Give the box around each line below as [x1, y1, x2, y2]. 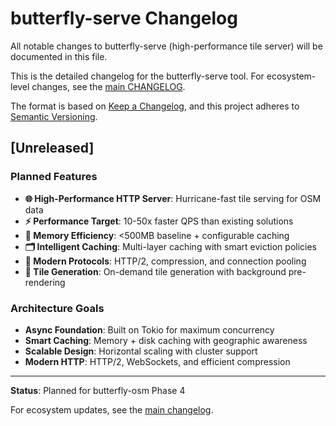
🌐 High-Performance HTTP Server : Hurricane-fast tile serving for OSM [24, 192, 322, 204]
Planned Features [10, 170, 98, 184]
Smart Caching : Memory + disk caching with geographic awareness [24, 334, 308, 346]
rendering [24, 276, 66, 288]
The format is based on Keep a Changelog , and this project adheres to [10, 100, 300, 112]
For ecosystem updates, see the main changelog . [10, 403, 214, 416]
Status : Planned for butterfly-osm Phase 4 [10, 384, 186, 396]
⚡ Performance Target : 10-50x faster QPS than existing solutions [24, 215, 294, 227]
